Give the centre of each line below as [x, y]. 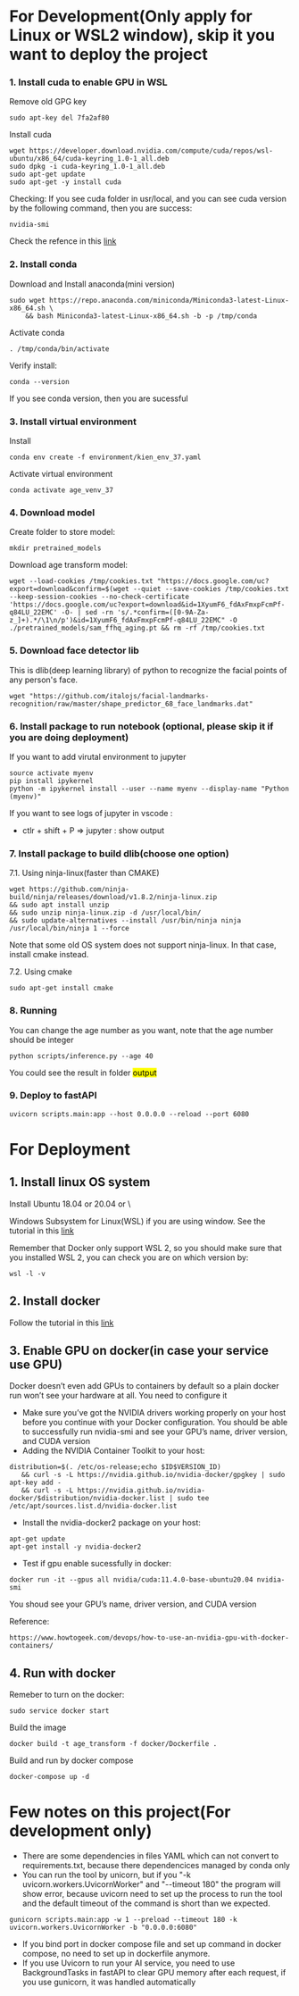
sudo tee [193, 1499]
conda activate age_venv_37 [62, 490]
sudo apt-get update [48, 175]
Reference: [29, 1622]
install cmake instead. [49, 955]
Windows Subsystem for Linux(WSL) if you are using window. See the [137, 1221]
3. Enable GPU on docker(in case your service [139, 1351]
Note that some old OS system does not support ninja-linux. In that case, [143, 945]
